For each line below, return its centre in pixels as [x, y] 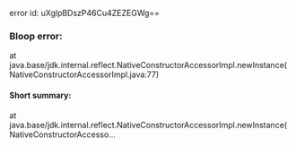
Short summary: [40, 95]
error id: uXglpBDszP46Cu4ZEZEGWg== [84, 13]
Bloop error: [36, 36]
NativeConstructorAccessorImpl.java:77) [84, 74]
